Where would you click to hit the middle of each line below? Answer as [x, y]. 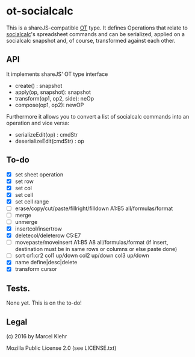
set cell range [32, 201]
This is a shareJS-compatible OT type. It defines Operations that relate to [97, 28]
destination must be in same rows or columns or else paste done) [96, 249]
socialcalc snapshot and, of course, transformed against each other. [91, 40]
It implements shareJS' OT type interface [57, 74]
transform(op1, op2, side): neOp [54, 98]
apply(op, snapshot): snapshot [53, 92]
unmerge [26, 222]
